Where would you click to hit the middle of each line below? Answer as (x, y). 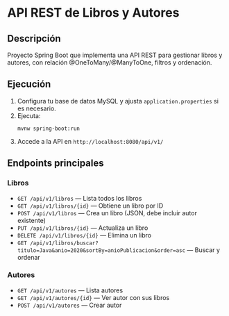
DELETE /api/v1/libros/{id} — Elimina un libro (84, 235)
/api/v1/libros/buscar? (64, 243)
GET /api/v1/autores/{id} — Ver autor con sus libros (93, 297)
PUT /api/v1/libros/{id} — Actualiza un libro (83, 228)
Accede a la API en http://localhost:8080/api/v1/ (90, 141)
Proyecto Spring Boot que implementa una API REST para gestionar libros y (115, 55)
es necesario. (37, 108)
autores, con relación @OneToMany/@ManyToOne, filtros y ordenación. (110, 63)
